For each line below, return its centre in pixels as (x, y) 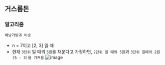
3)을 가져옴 (34, 57)
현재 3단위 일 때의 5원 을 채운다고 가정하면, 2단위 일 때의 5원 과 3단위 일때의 (82, 51)
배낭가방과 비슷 (18, 35)
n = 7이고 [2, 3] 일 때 (33, 45)
